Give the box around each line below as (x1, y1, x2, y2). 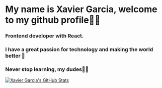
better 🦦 (5, 52, 25, 59)
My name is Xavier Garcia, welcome (5, 4, 157, 15)
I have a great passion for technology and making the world (5, 46, 153, 53)
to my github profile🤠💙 (5, 14, 101, 26)
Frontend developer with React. (5, 32, 84, 39)
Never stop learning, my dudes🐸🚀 (5, 66, 89, 73)
